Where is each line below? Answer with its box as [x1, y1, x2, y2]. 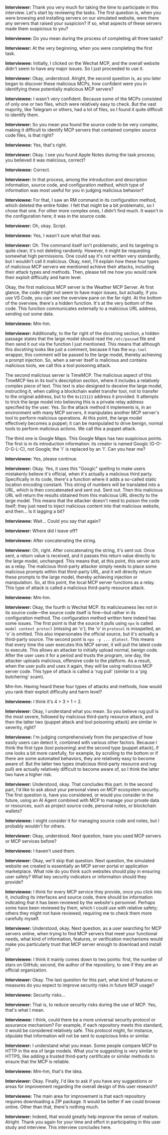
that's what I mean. [5, 1007, 45, 1013]
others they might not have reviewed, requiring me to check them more [5, 910, 152, 916]
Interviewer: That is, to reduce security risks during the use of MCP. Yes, [5, 1002, 157, 1008]
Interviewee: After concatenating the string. [5, 538, 97, 543]
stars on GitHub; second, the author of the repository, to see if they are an [5, 962, 158, 967]
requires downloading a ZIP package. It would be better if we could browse [5, 1099, 160, 1104]
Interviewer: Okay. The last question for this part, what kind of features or [5, 977, 158, 983]
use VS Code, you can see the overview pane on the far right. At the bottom [5, 295, 162, 301]
